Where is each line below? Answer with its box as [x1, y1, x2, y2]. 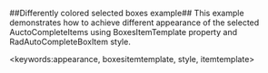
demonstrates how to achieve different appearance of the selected [9, 17, 260, 28]
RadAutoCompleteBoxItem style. [9, 36, 132, 47]
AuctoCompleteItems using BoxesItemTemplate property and [9, 27, 238, 37]
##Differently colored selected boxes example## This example [9, 8, 244, 18]
